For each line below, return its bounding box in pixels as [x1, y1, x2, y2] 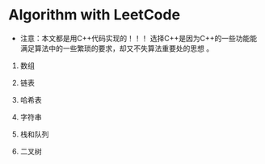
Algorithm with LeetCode [8, 6, 180, 24]
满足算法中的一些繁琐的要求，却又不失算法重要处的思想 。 [19, 43, 214, 53]
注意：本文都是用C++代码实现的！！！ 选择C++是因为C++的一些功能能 [19, 33, 257, 43]
